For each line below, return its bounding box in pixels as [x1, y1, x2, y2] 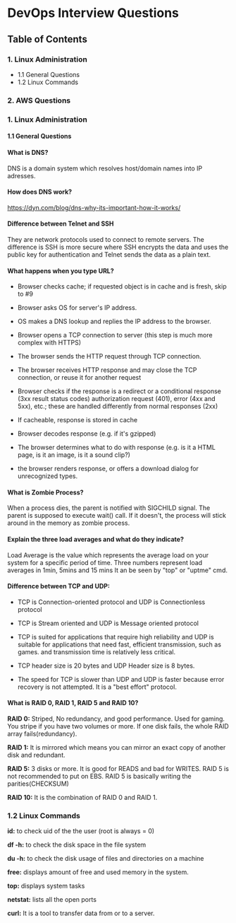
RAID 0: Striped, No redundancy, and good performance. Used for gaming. [7, 714, 225, 723]
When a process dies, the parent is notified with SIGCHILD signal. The [7, 504, 211, 512]
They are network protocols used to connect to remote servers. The [7, 235, 204, 243]
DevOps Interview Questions [7, 5, 180, 21]
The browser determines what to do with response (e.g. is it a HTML [17, 443, 216, 452]
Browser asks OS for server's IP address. [17, 303, 137, 312]
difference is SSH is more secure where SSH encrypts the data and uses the [7, 243, 229, 251]
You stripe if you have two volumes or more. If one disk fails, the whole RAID [7, 721, 229, 730]
